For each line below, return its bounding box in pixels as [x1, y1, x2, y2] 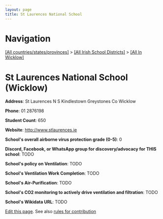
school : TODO [5, 151, 34, 157]
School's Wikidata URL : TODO [5, 199, 68, 205]
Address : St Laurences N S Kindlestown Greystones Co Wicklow [5, 98, 136, 104]
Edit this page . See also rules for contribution [5, 209, 97, 215]
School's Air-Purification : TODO [5, 180, 72, 186]
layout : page [5, 7, 32, 12]
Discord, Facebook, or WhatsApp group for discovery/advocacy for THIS [5, 146, 157, 152]
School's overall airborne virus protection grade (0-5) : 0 [5, 136, 122, 143]
